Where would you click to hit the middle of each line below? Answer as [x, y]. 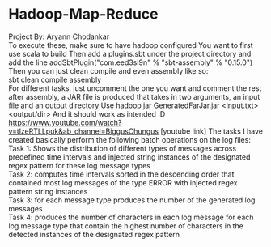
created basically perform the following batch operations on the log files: [129, 139]
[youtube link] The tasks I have [212, 131]
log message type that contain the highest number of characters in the [126, 226]
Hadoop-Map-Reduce [83, 14]
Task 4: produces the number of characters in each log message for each [131, 217]
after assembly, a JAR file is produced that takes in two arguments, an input [134, 96]
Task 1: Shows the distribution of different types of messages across [123, 148]
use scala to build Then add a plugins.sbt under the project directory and [130, 53]
